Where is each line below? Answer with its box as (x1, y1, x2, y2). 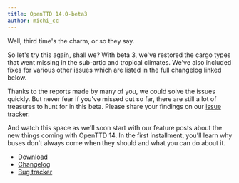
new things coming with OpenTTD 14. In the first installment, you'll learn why (7, 131, 233, 140)
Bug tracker (17, 167, 53, 176)
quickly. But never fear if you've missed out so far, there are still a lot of (7, 94, 217, 103)
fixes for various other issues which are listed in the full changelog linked (7, 66, 222, 74)
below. (7, 73, 27, 82)
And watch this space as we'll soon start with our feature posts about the (7, 123, 223, 132)
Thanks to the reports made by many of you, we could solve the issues (7, 87, 216, 95)
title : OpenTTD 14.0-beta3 (7, 10, 88, 18)
